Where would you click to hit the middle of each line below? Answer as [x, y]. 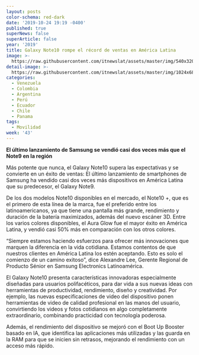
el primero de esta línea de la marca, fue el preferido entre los [81, 204]
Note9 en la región [29, 156]
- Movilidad [26, 127]
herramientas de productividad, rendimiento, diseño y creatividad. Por [92, 290]
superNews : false [28, 34]
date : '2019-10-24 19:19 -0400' [46, 23]
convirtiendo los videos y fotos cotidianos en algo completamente [86, 309]
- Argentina [26, 94]
